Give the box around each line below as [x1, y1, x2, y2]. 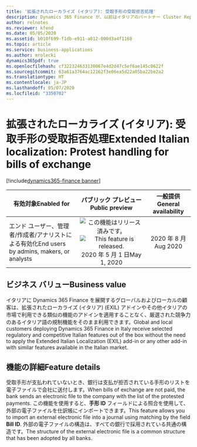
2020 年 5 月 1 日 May [81, 250, 142, 258]
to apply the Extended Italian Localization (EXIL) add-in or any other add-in [6, 337, 187, 344]
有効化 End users [20, 239, 66, 247]
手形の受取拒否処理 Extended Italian [16, 132, 190, 146]
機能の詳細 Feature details [6, 362, 101, 372]
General [157, 200, 180, 208]
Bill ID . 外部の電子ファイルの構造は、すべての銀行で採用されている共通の [6, 421, 182, 428]
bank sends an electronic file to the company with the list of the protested [6, 393, 185, 400]
